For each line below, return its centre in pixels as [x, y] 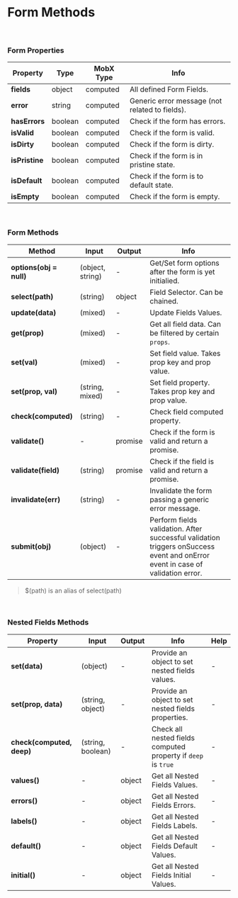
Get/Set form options [185, 263]
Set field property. [180, 382]
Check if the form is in [166, 156]
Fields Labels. [174, 825]
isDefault [27, 181]
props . [160, 342]
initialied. [165, 281]
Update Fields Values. [186, 313]
